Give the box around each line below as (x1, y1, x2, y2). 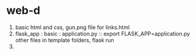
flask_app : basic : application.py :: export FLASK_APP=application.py (15, 30, 191, 37)
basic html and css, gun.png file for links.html (15, 24, 130, 31)
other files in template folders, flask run (15, 36, 114, 44)
